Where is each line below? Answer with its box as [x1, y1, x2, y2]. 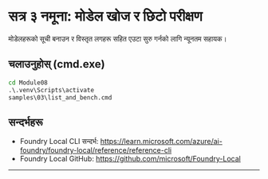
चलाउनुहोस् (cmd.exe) [8, 57, 105, 71]
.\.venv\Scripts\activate [8, 86, 94, 94]
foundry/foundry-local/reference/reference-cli [19, 146, 172, 155]
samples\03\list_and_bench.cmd [8, 93, 112, 102]
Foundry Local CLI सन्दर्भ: [19, 137, 99, 146]
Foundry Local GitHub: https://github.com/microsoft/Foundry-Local [19, 154, 241, 164]
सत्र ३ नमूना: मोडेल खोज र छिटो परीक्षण [8, 7, 203, 25]
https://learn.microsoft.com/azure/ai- [100, 137, 223, 146]
